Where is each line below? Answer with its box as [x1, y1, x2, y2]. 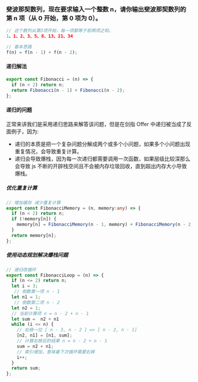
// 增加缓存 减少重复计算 [6, 199, 61, 206]
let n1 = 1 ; [11, 294, 41, 300]
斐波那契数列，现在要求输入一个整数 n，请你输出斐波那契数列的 [6, 5, 187, 13]
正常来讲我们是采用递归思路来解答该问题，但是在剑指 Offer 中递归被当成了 [6, 120, 187, 127]
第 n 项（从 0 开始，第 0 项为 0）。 [6, 14, 102, 22]
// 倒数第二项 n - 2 [14, 299, 60, 305]
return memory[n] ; [11, 232, 57, 238]
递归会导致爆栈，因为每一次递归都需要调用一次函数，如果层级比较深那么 [14, 155, 190, 162]
